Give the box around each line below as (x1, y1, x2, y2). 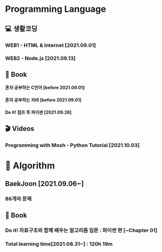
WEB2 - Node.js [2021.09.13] (5, 55, 76, 62)
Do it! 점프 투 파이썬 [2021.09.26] (5, 109, 72, 115)
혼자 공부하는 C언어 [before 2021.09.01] (5, 85, 85, 91)
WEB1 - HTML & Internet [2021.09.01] (5, 42, 96, 49)
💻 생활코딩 (5, 24, 38, 33)
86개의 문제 (5, 196, 32, 202)
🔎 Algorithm (5, 160, 55, 171)
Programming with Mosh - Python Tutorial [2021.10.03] (5, 142, 140, 149)
